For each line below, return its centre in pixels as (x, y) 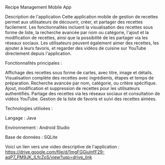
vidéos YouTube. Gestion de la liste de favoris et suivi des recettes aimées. (81, 99)
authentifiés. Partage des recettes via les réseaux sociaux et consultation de (82, 94)
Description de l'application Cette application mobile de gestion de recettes (82, 17)
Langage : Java (21, 118)
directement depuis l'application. (38, 53)
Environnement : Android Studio (37, 127)
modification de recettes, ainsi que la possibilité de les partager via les (77, 38)
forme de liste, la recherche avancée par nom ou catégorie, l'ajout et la (77, 32)
